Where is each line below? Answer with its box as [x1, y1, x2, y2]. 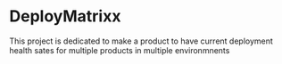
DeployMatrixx [9, 6, 121, 27]
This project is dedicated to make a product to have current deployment [9, 36, 274, 46]
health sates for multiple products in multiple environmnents [9, 44, 230, 55]
